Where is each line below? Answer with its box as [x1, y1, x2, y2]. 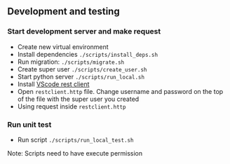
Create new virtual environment [17, 42, 109, 51]
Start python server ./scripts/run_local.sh [17, 72, 145, 81]
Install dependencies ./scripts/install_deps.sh [17, 50, 158, 58]
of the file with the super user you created [17, 95, 140, 103]
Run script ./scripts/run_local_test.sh [17, 135, 134, 144]
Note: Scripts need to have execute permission [7, 149, 143, 157]
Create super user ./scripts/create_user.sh [17, 64, 147, 73]
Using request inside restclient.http [17, 102, 126, 111]
